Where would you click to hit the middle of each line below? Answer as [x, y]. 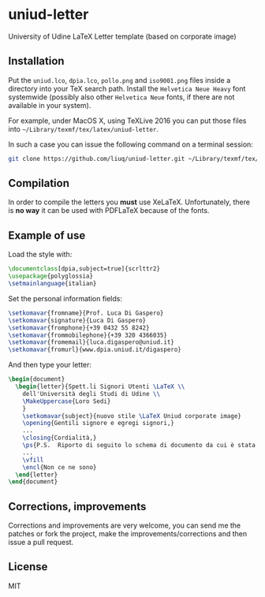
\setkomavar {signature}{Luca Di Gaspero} [77, 320]
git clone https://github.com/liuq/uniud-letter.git [97, 159]
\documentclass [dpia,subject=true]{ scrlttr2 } [84, 269]
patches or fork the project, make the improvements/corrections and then [127, 534]
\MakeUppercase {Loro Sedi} [67, 401]
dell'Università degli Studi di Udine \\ [91, 394]
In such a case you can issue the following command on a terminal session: [131, 144]
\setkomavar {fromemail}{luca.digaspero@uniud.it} [91, 342]
